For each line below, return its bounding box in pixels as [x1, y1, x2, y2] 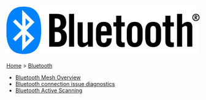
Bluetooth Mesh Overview [15, 74, 81, 81]
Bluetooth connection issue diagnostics [15, 80, 115, 88]
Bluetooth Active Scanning [15, 87, 83, 95]
